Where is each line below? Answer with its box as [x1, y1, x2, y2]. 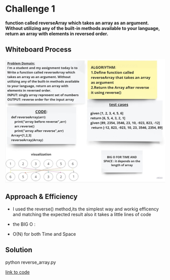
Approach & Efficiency [5, 192, 78, 201]
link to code [5, 269, 30, 275]
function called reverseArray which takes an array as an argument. [5, 20, 149, 26]
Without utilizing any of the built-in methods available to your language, [5, 25, 160, 31]
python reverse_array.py [5, 259, 56, 265]
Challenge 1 [5, 3, 55, 15]
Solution [5, 246, 32, 254]
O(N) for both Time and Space [12, 231, 76, 237]
